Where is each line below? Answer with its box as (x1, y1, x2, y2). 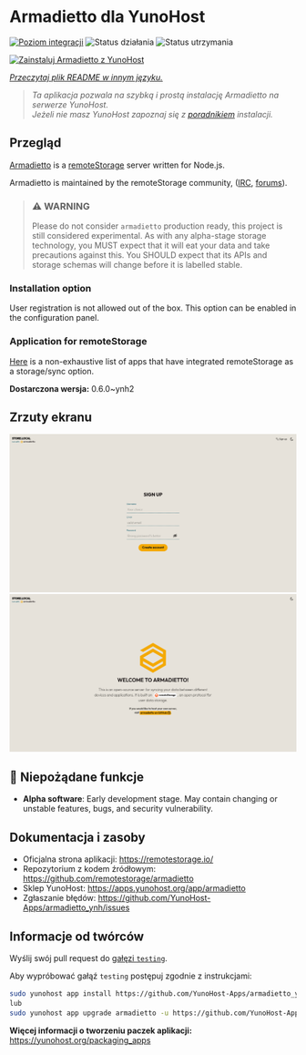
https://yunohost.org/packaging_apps (9, 1034, 151, 1045)
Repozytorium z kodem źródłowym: (22, 864, 157, 875)
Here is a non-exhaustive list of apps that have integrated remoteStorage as (9, 355, 294, 366)
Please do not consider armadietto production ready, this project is (31, 220, 283, 231)
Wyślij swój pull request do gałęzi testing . (9, 953, 168, 964)
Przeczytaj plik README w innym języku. (9, 71, 164, 83)
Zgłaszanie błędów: (22, 893, 97, 904)
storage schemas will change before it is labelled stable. (31, 260, 243, 271)
